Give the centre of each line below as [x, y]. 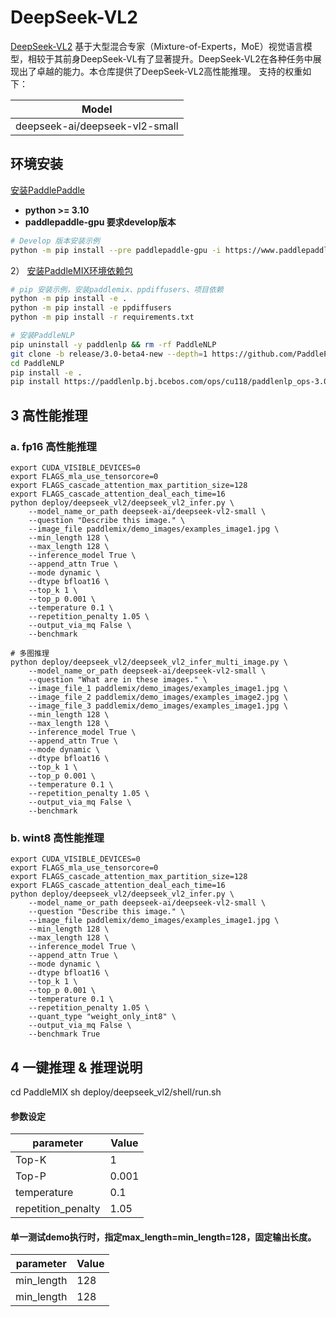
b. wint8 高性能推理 [57, 838]
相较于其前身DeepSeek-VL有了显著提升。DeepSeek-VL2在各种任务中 [170, 58]
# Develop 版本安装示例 [55, 241]
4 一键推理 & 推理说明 [76, 1067]
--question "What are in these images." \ [118, 679]
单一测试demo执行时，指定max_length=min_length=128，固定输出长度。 [163, 1237]
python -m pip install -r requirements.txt [102, 317]
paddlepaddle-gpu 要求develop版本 [100, 222]
